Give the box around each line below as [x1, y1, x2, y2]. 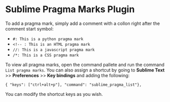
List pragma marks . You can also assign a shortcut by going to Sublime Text [5, 67, 165, 73]
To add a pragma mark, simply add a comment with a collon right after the [5, 20, 160, 26]
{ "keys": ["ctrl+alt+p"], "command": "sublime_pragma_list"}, [5, 82, 142, 87]
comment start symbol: [5, 25, 54, 31]
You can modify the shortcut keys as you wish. [5, 91, 103, 97]
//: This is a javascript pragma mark [12, 47, 95, 52]
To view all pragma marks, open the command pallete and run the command [5, 61, 165, 67]
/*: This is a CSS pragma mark [12, 52, 79, 58]
